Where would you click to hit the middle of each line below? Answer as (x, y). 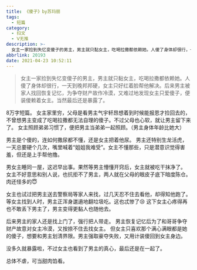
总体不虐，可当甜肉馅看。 (37, 261)
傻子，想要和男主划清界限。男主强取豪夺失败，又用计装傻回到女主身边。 (98, 236)
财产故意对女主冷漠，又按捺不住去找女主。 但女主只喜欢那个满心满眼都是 (94, 228)
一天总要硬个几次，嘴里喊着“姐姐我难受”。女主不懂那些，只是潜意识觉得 (93, 147)
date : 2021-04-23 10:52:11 (39, 60)
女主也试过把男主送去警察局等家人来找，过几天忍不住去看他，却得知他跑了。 (98, 194)
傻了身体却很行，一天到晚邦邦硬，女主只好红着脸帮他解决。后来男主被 (105, 85)
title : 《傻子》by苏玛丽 (33, 11)
